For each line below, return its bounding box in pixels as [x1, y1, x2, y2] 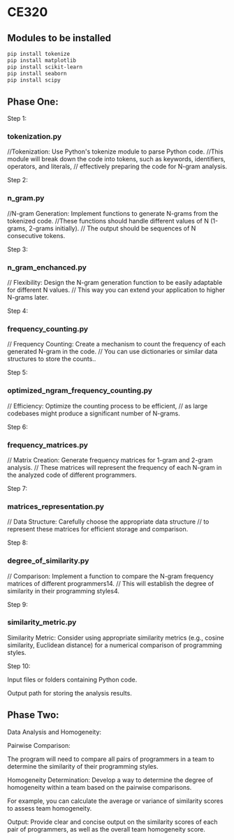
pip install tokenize [7, 50, 71, 57]
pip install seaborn [7, 70, 68, 77]
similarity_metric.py [7, 617, 77, 627]
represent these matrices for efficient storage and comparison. [7, 525, 189, 533]
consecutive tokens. [7, 231, 66, 240]
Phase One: [7, 96, 59, 108]
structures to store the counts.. [7, 355, 96, 363]
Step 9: [7, 600, 28, 608]
